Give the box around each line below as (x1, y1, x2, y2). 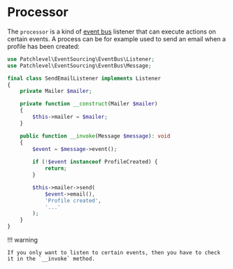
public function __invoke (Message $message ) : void (20, 132, 171, 140)
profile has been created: (7, 42, 80, 50)
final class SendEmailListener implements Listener (7, 75, 161, 82)
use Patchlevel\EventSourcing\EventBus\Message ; (7, 62, 152, 69)
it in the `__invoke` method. (7, 256, 96, 263)
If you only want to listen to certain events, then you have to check (7, 249, 220, 256)
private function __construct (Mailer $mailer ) (20, 101, 158, 108)
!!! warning (7, 235, 38, 245)
